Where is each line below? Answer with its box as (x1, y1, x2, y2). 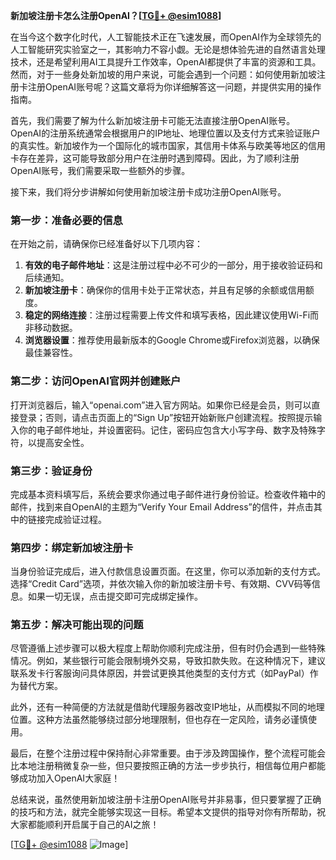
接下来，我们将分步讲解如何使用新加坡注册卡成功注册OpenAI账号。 (10, 186, 287, 198)
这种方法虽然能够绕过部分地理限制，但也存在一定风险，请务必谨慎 (36, 714, 308, 726)
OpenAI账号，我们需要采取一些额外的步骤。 (10, 165, 191, 176)
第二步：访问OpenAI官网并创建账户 (10, 374, 182, 388)
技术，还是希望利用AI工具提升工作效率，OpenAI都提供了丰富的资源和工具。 (10, 56, 322, 68)
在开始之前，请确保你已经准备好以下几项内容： (10, 238, 203, 250)
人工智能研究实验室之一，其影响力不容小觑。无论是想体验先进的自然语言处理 (10, 44, 326, 55)
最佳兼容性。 (24, 347, 78, 359)
